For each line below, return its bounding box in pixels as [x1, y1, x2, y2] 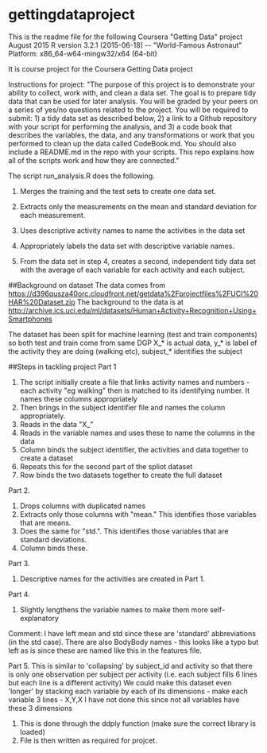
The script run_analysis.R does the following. [8, 171, 155, 180]
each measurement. [19, 210, 86, 219]
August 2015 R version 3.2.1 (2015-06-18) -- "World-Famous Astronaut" [8, 40, 242, 49]
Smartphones [8, 314, 53, 324]
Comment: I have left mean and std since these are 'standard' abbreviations [8, 628, 257, 638]
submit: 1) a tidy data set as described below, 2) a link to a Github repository [8, 113, 257, 122]
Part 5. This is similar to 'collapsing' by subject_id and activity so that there [8, 661, 253, 670]
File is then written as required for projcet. [19, 736, 157, 745]
